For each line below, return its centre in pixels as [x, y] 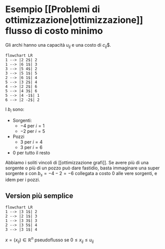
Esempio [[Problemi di [53, 9]
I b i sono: [15, 110]
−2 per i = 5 [33, 131]
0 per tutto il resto [31, 153]
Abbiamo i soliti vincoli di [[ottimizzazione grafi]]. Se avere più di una [77, 162]
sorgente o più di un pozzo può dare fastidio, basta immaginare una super [82, 168]
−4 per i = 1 [32, 126]
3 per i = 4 [31, 142]
